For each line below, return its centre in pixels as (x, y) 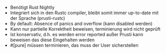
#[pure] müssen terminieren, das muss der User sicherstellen (74, 45)
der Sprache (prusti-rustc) (38, 18)
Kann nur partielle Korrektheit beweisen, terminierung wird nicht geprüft (85, 29)
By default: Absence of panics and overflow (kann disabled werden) (81, 23)
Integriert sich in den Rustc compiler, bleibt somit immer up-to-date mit (84, 13)
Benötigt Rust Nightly (32, 7)
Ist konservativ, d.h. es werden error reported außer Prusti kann (77, 34)
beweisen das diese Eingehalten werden (52, 40)
